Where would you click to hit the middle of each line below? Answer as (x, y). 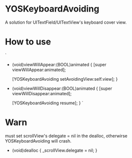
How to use (28, 42)
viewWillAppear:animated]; (39, 70)
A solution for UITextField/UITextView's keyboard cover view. (66, 22)
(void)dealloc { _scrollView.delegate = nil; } (55, 150)
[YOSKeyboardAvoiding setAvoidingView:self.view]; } (65, 79)
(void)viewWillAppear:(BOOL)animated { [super (59, 64)
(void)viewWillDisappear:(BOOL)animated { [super (62, 88)
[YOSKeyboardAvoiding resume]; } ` (48, 103)
